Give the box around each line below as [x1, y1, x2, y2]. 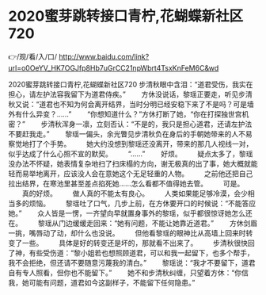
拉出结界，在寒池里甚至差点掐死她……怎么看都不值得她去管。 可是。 [8, 178, 245, 188]
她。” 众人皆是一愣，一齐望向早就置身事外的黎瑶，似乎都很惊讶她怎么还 [8, 208, 253, 218]
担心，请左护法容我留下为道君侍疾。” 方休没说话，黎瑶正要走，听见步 [8, 89, 246, 99]
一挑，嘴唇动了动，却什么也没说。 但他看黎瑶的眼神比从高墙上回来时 [8, 228, 246, 238]
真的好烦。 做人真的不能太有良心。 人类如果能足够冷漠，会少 [21, 188, 248, 198]
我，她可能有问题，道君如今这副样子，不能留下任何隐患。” [8, 278, 196, 287]
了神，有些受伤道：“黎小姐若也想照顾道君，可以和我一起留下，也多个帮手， [8, 247, 255, 258]
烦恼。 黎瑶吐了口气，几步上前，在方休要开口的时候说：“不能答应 [28, 198, 256, 208]
